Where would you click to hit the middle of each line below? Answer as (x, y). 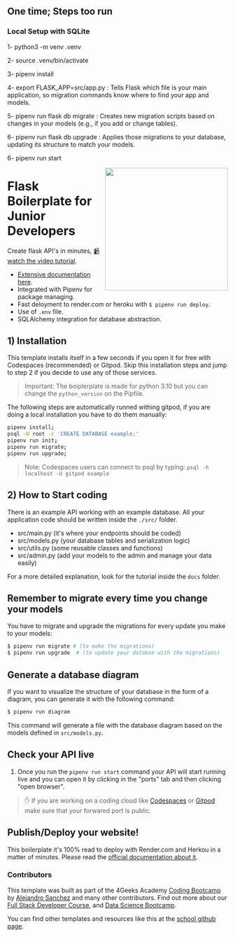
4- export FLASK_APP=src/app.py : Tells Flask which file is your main (107, 88)
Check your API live (51, 755)
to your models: (30, 634)
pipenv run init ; (33, 440)
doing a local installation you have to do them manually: (87, 415)
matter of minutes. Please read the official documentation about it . (102, 856)
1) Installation (37, 341)
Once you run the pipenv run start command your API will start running (121, 771)
